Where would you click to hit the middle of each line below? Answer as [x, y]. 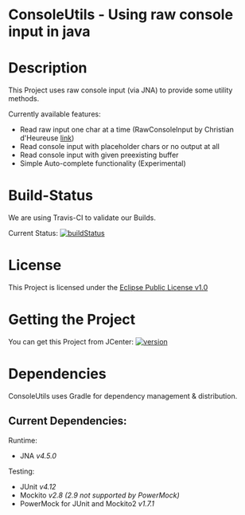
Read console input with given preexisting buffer [99, 155]
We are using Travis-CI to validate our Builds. [82, 218]
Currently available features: [54, 114]
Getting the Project [72, 320]
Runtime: [23, 440]
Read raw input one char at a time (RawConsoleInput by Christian [127, 130]
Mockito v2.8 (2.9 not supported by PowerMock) [100, 495]
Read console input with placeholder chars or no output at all [120, 147]
